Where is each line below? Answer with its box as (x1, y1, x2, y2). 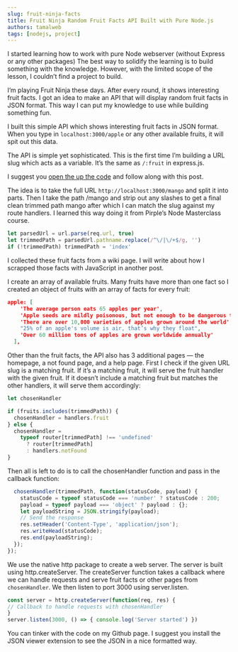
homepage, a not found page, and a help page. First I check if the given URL (7, 359, 230, 367)
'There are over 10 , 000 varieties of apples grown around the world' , (20, 319, 233, 326)
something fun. (7, 109, 52, 117)
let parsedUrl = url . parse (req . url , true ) (7, 230, 135, 238)
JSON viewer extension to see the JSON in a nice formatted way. (7, 636, 197, 646)
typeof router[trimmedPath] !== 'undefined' (20, 434, 154, 441)
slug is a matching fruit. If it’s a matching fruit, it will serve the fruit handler (7, 366, 224, 375)
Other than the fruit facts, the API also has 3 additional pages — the (7, 351, 205, 359)
